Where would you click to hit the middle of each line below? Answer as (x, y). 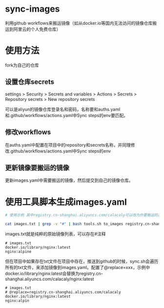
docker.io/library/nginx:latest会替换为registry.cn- (54, 273)
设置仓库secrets (30, 82)
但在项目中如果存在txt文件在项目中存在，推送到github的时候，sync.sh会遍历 (82, 261)
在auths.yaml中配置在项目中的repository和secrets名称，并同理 (68, 145)
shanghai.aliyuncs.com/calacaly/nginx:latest (50, 279)
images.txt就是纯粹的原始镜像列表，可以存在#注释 (55, 234)
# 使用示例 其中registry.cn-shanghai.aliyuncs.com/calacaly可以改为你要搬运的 (82, 215)
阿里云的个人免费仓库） (37, 29)
